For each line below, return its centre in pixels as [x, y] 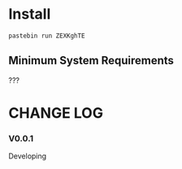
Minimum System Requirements [91, 61]
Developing [28, 156]
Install [30, 14]
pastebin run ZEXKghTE [47, 36]
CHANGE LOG [56, 113]
